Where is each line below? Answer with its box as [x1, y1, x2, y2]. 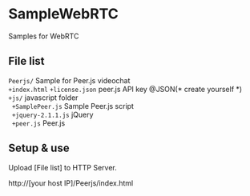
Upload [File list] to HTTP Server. [8, 162, 118, 172]
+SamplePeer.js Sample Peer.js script [11, 101, 135, 110]
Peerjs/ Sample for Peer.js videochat [8, 75, 131, 85]
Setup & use [8, 142, 70, 155]
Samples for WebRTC [8, 31, 79, 41]
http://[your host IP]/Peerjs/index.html [8, 178, 134, 188]
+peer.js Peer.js [11, 118, 66, 128]
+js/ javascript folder [8, 93, 79, 102]
